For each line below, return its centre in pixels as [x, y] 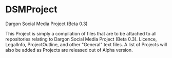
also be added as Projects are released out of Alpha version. [69, 50]
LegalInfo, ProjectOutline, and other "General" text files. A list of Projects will [86, 44]
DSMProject [31, 9]
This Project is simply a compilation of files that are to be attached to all [81, 33]
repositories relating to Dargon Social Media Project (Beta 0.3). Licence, [81, 39]
